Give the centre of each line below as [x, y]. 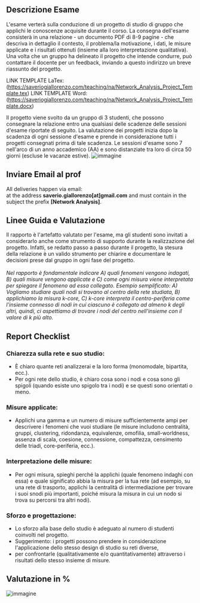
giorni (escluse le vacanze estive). [48, 156]
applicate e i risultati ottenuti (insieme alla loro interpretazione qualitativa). [97, 50]
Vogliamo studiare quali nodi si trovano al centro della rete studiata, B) [93, 292]
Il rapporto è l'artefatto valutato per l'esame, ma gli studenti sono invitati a [97, 235]
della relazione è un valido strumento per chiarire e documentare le [89, 254]
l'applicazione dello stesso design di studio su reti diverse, [87, 548]
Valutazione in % [38, 579]
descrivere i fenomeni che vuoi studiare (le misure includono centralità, [102, 427]
